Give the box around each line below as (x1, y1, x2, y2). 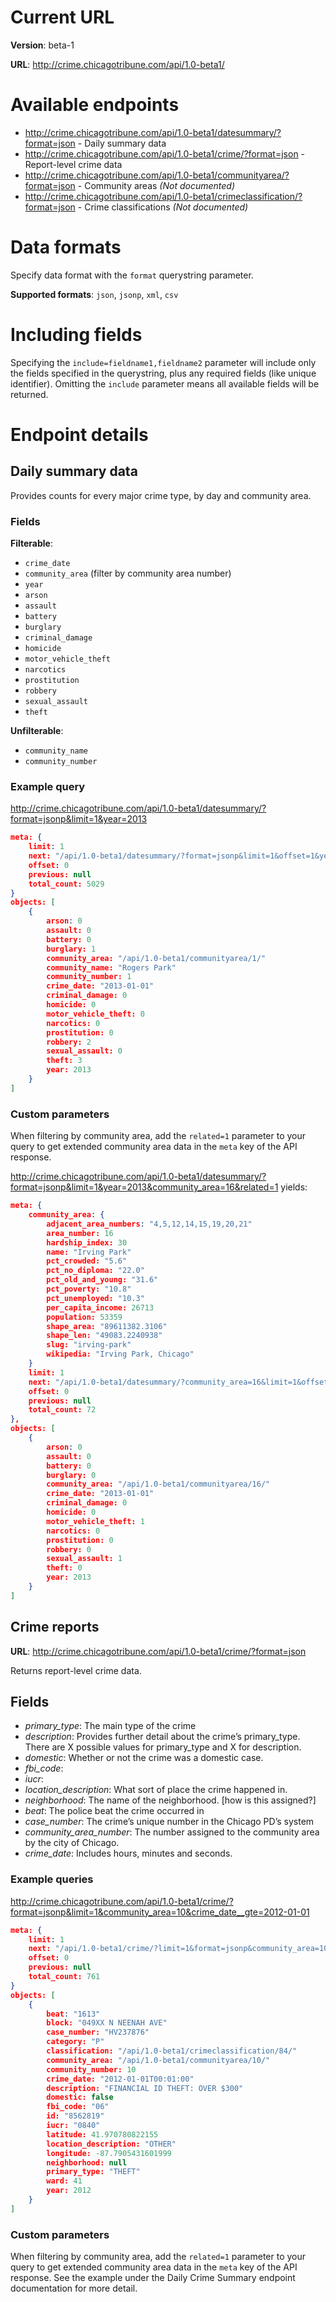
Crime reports (10, 1619, 100, 1636)
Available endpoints (10, 94, 180, 116)
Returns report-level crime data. (10, 1664, 142, 1676)
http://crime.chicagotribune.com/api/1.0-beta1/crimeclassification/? (24, 190, 303, 202)
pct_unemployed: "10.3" (46, 1293, 145, 1303)
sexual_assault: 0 (46, 1046, 123, 1056)
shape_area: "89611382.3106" (46, 1321, 168, 1331)
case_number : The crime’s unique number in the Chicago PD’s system (24, 1816, 315, 1828)
